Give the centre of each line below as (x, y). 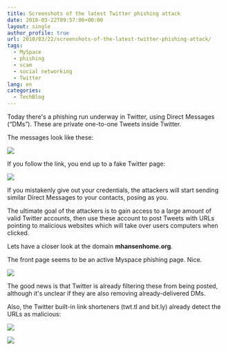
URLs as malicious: (34, 314)
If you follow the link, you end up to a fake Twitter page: (86, 164)
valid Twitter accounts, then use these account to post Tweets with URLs (111, 218)
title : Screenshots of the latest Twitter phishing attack (94, 13)
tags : (15, 46)
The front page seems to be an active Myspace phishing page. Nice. (105, 259)
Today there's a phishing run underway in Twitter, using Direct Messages (111, 117)
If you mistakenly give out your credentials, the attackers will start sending (113, 190)
